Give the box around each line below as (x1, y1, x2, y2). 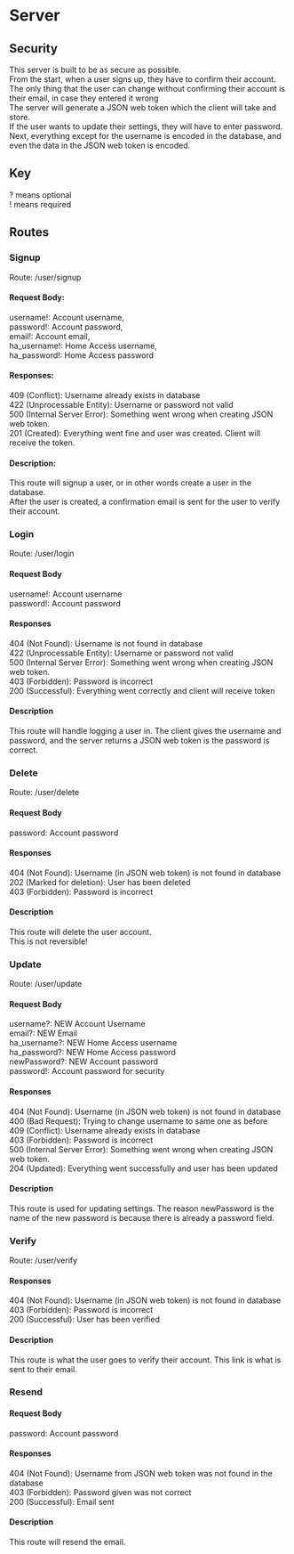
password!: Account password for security (9, 1066, 165, 1077)
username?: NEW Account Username (9, 1019, 146, 1029)
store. (9, 112, 31, 122)
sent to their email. (9, 1363, 77, 1374)
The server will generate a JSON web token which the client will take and (9, 102, 277, 112)
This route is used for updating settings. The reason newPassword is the (9, 1203, 274, 1214)
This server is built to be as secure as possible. (9, 64, 182, 75)
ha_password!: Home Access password (9, 349, 154, 361)
